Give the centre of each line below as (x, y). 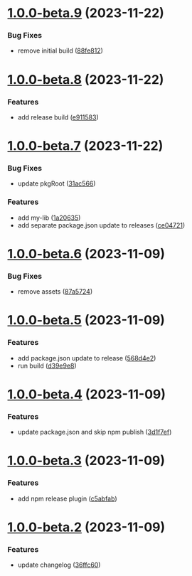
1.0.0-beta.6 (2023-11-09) (86, 254)
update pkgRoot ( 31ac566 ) (57, 183)
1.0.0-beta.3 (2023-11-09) (86, 461)
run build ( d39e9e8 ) (47, 366)
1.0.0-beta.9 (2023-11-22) (86, 13)
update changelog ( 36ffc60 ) (59, 565)
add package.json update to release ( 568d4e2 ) (87, 358)
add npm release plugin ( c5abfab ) (67, 498)
